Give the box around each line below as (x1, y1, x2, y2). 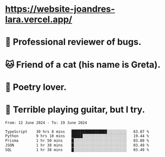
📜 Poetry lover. (5, 81, 67, 93)
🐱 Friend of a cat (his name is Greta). (5, 59, 161, 70)
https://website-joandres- (5, 3, 115, 15)
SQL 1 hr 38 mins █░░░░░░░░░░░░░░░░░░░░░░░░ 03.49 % (5, 148, 149, 153)
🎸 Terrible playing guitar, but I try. (5, 104, 145, 115)
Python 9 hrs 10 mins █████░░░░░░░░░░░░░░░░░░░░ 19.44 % (5, 134, 149, 139)
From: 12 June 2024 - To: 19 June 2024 (5, 120, 87, 125)
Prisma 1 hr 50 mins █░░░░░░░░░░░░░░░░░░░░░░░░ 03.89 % (5, 138, 149, 143)
